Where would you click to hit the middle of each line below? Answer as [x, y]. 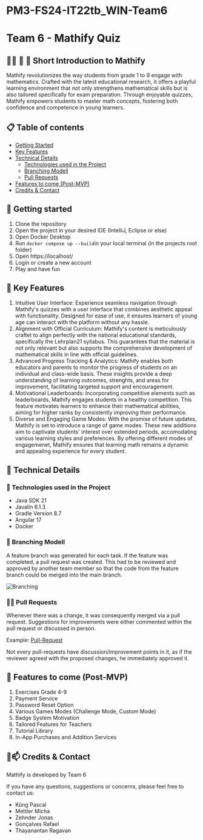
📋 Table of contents [45, 127]
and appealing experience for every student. [70, 451]
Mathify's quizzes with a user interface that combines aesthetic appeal [103, 309]
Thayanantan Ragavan [43, 830]
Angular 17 [28, 520]
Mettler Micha [32, 811]
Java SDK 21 [31, 501]
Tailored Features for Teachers [53, 724]
